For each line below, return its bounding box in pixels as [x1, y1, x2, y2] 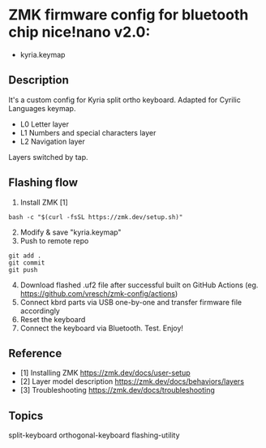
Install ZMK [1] [19, 197, 69, 207]
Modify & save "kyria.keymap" [19, 227, 122, 237]
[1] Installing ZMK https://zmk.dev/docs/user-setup [19, 368, 191, 378]
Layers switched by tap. [8, 152, 88, 162]
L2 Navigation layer [19, 136, 85, 146]
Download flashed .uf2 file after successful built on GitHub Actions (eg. [19, 280, 259, 290]
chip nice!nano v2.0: [8, 23, 151, 41]
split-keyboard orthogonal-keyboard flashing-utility [8, 430, 180, 440]
